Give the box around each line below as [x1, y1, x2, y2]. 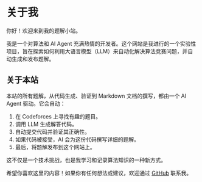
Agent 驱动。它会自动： [6, 100, 66, 107]
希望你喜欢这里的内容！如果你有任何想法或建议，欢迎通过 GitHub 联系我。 [6, 169, 192, 177]
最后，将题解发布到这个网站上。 [15, 143, 96, 150]
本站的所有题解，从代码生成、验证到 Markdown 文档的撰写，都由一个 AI [6, 92, 187, 100]
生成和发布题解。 [11, 55, 55, 62]
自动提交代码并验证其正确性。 [15, 128, 90, 135]
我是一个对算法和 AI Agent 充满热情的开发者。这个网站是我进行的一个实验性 [6, 40, 197, 47]
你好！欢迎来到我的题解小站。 [6, 27, 81, 34]
